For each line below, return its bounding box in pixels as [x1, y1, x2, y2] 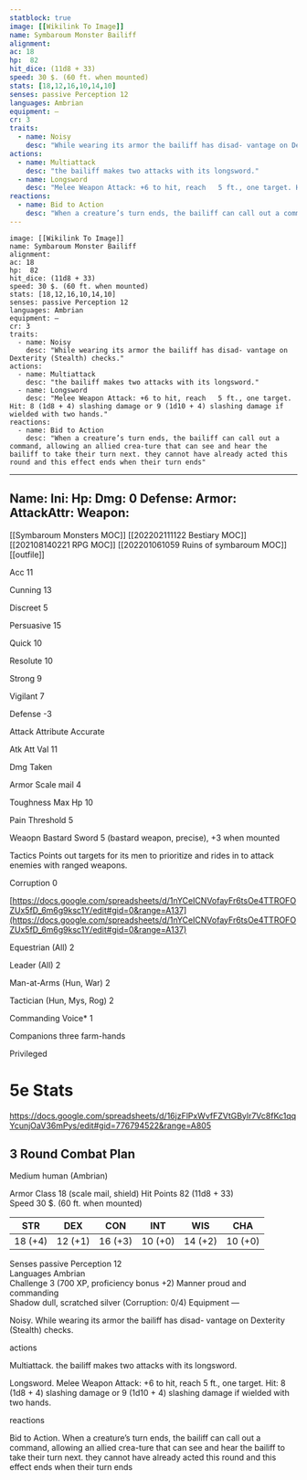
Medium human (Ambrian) [9, 1170, 108, 1181]
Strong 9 [9, 672, 43, 683]
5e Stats [9, 1080, 74, 1101]
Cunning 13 [9, 584, 52, 595]
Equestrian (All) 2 [9, 942, 75, 953]
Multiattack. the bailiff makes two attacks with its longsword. [9, 1360, 238, 1371]
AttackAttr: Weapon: [9, 505, 130, 521]
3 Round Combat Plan [9, 1146, 135, 1161]
